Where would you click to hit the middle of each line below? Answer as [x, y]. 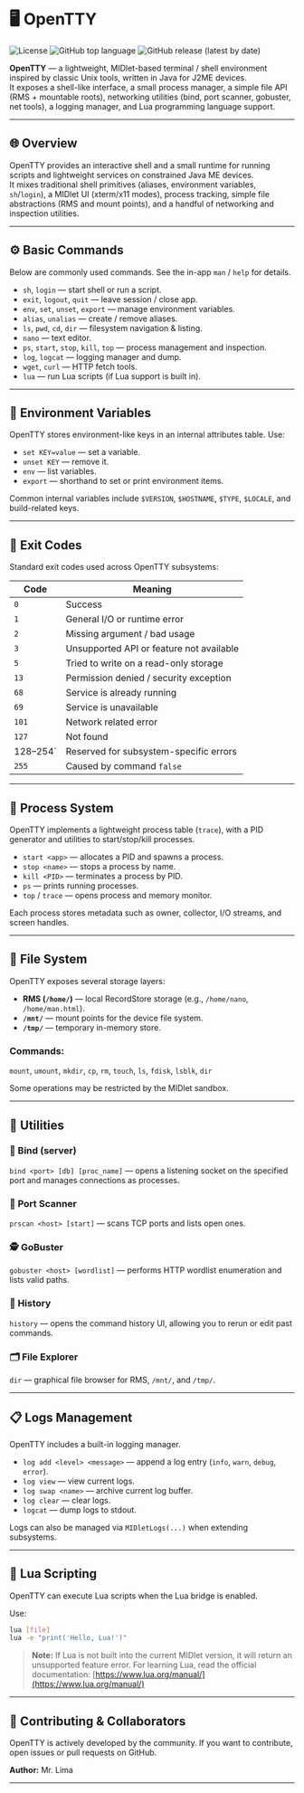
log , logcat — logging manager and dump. [102, 356]
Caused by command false [124, 766]
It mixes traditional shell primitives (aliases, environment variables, [133, 185]
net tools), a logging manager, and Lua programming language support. [142, 106]
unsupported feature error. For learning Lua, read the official [144, 1665]
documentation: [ [63, 1674]
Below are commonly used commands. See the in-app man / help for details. [150, 272]
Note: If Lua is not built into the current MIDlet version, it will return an [161, 1655]
